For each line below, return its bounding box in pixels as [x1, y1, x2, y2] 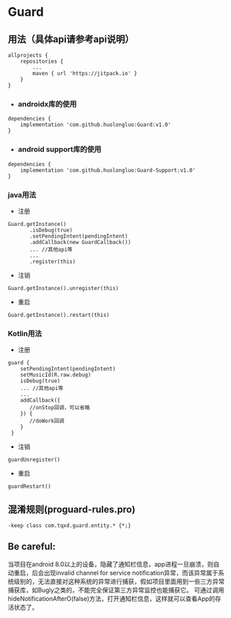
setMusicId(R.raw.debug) [20, 371, 91, 379]
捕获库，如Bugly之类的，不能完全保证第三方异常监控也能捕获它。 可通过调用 [8, 586, 225, 594]
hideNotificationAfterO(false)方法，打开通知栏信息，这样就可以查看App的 [8, 594, 216, 603]
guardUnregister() [8, 456, 60, 464]
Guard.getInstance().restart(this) [8, 311, 110, 318]
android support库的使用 [17, 145, 102, 154]
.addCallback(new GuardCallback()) [29, 238, 131, 245]
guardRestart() [8, 483, 52, 490]
